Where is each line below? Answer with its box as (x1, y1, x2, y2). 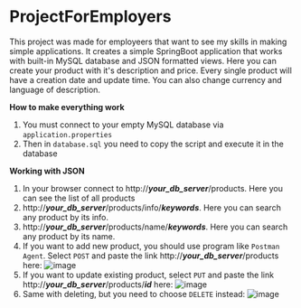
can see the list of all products (22, 192, 136, 203)
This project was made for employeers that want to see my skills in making (9, 36, 287, 47)
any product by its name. (22, 230, 116, 241)
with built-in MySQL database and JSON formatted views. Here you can (9, 55, 277, 66)
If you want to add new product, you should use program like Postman (22, 240, 280, 251)
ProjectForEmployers (9, 6, 172, 27)
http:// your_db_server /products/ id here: (22, 278, 174, 290)
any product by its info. (22, 211, 109, 222)
